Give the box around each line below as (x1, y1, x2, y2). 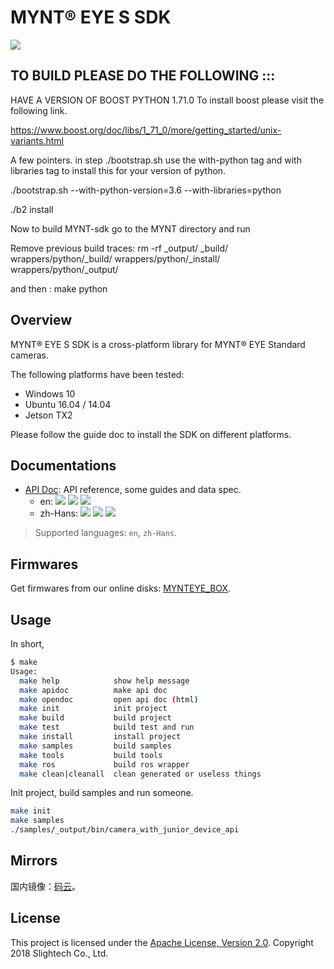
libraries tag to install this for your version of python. (10, 164, 227, 176)
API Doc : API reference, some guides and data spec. (24, 484, 242, 496)
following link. (10, 104, 68, 116)
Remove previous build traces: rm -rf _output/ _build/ (10, 242, 229, 254)
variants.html (10, 134, 64, 146)
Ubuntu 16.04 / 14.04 (24, 398, 112, 410)
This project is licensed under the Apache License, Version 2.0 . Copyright (10, 936, 314, 948)
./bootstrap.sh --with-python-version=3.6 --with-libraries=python (10, 184, 282, 196)
